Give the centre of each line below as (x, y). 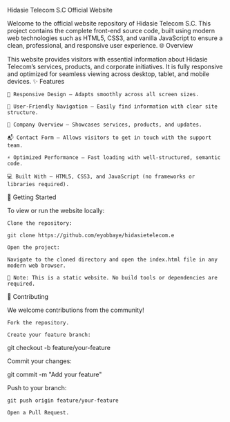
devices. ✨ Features (36, 81)
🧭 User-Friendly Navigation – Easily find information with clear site (112, 107)
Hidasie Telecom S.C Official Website (60, 10)
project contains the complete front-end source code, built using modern (111, 31)
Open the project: (33, 248)
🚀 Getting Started (32, 197)
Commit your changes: (40, 361)
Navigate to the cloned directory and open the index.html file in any (112, 259)
